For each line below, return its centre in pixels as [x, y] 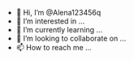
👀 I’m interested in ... [50, 21]
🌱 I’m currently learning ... [59, 30]
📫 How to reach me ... [54, 47]
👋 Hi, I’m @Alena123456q [58, 13]
